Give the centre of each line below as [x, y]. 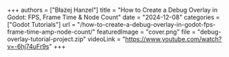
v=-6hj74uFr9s [28, 46]
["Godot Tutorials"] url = [41, 24]
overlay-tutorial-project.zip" [47, 39]
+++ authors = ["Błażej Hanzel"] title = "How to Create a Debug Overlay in [112, 10]
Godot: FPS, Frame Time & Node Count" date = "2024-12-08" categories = [114, 17]
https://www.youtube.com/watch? [173, 39]
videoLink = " [106, 39]
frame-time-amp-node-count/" [51, 32]
